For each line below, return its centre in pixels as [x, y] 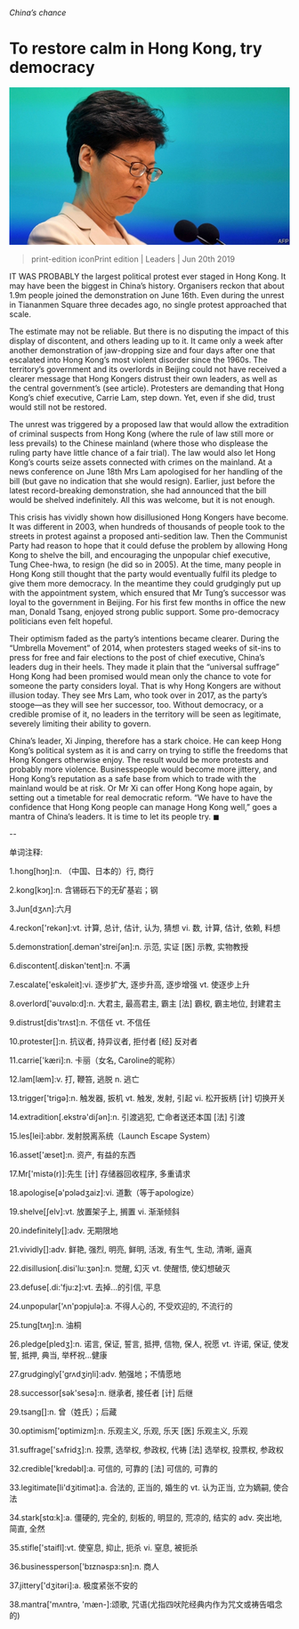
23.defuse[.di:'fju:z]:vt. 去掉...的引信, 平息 [85, 1287]
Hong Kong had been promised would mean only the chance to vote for [140, 677]
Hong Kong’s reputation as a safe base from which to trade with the [133, 779]
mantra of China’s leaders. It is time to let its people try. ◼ [114, 817]
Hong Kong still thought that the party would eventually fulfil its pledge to [143, 574]
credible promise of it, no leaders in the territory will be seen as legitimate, [145, 714]
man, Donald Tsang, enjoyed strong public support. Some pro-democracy [145, 612]
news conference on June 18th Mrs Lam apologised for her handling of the [146, 472]
